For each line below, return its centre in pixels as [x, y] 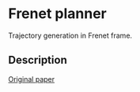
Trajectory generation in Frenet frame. [70, 35]
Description [38, 60]
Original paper [32, 79]
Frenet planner [57, 14]
